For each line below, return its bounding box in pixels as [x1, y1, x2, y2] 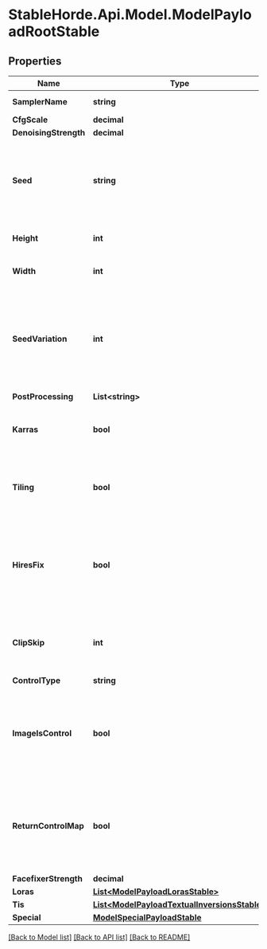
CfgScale [12, 114, 48, 125]
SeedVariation [12, 333, 68, 344]
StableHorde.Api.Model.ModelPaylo [8, 6, 252, 24]
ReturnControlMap [12, 821, 85, 831]
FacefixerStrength [12, 873, 83, 884]
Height [12, 233, 38, 244]
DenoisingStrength [12, 127, 86, 138]
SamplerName [12, 96, 68, 107]
